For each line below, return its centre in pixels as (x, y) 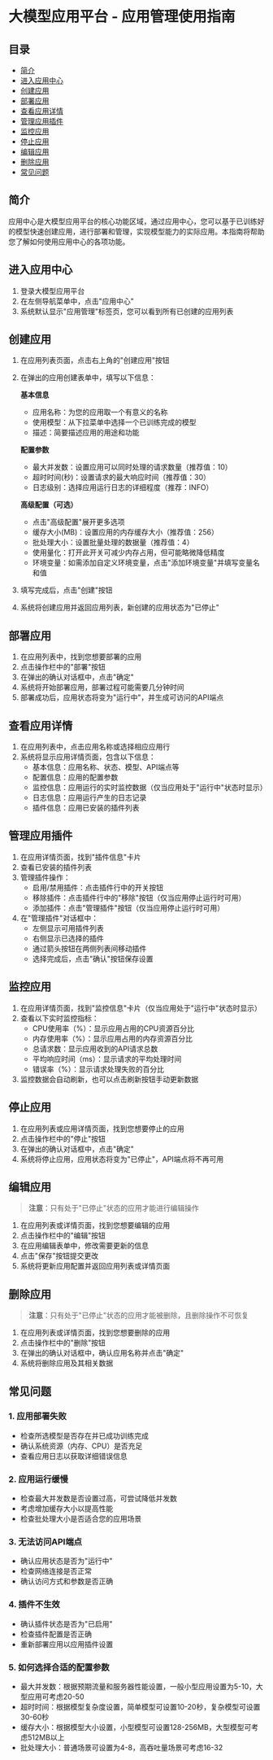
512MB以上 (46, 1737)
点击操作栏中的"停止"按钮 (63, 1138)
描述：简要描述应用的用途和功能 (86, 433)
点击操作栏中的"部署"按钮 (63, 667)
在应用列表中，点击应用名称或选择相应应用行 (95, 747)
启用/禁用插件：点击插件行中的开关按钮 (98, 887)
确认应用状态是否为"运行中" (66, 1561)
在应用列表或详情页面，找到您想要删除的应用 (95, 1333)
